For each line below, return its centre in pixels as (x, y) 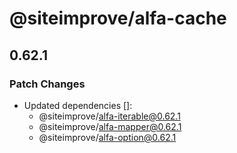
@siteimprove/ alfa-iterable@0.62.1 (109, 116)
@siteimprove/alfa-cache (118, 18)
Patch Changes (47, 84)
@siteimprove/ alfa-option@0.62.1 (107, 137)
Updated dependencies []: (78, 105)
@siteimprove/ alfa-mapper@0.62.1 (110, 126)
